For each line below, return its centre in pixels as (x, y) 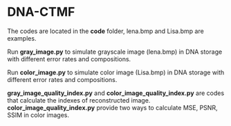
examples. (22, 38)
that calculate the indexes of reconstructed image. (79, 100)
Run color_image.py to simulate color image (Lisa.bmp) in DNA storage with (116, 72)
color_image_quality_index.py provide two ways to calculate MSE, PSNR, (112, 107)
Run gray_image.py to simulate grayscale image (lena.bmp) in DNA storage (115, 52)
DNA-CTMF (41, 12)
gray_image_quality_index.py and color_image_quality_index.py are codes (116, 93)
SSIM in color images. (38, 115)
